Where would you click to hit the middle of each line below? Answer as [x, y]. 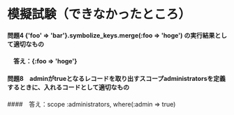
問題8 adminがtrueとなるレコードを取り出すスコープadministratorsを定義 [116, 78]
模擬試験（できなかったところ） [99, 14]
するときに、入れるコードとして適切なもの [68, 87]
